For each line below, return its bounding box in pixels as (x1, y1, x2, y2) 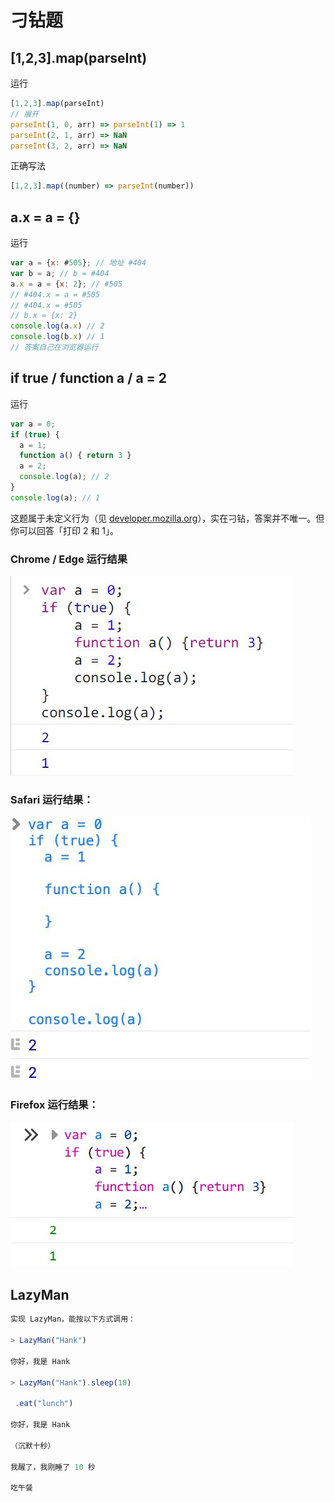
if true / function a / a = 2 (10, 370, 168, 387)
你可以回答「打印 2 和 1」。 (10, 524, 120, 536)
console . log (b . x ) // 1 (10, 332, 105, 342)
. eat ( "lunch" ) (14, 1399, 74, 1409)
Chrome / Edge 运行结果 (10, 552, 128, 566)
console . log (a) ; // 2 (19, 472, 110, 482)
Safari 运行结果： (10, 792, 94, 806)
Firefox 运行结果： (10, 1098, 100, 1112)
